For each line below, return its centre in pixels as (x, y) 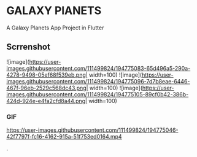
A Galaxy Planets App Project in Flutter (55, 28)
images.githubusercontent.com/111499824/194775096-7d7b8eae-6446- (98, 81)
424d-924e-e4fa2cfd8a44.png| (47, 101)
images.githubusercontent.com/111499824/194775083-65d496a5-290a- (98, 68)
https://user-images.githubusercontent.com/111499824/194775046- (92, 130)
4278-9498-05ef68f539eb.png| (47, 75)
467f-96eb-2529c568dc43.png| (47, 88)
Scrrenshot (28, 47)
